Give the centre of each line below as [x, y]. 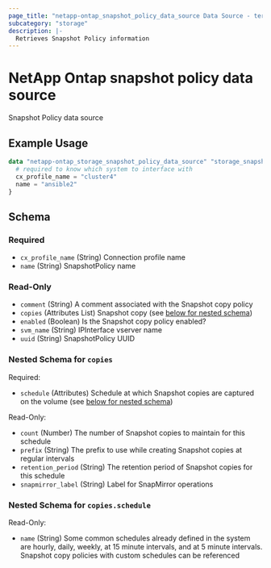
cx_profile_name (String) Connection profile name [103, 257]
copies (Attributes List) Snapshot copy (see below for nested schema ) [136, 313]
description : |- [35, 31]
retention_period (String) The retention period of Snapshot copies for [136, 467]
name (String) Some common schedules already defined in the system [135, 538]
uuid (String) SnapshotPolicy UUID [77, 339]
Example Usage [48, 143]
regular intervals [47, 458]
